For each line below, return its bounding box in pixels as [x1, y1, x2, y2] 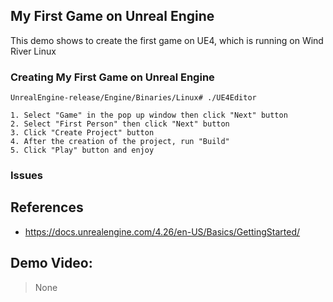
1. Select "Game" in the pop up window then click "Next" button [10, 110, 288, 121]
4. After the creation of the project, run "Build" [10, 137, 230, 147]
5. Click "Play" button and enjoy [10, 145, 155, 156]
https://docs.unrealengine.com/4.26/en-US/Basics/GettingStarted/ [24, 225, 301, 238]
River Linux [10, 45, 57, 57]
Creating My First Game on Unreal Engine [10, 70, 215, 84]
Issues [10, 169, 44, 183]
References [10, 199, 84, 216]
